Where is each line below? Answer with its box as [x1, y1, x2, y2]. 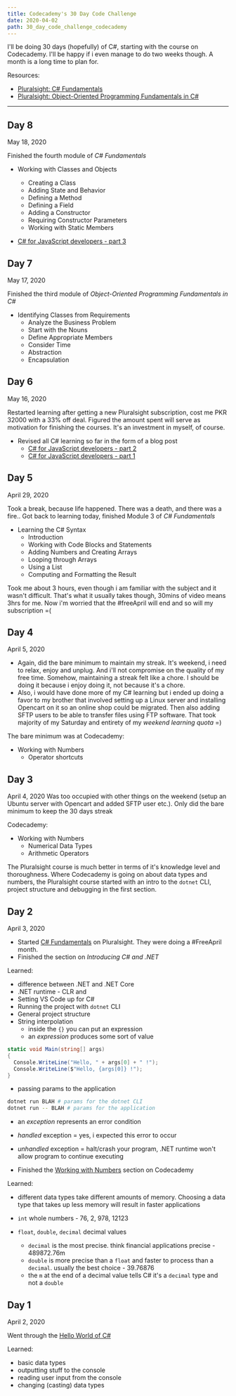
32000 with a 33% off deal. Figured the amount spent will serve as [7, 415, 201, 424]
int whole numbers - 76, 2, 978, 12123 [17, 1214, 129, 1222]
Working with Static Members [27, 223, 114, 232]
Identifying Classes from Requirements [17, 311, 131, 319]
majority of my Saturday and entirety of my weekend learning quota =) [17, 718, 222, 727]
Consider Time [27, 341, 72, 348]
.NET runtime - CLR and [17, 988, 87, 996]
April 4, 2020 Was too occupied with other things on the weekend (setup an [7, 792, 227, 801]
